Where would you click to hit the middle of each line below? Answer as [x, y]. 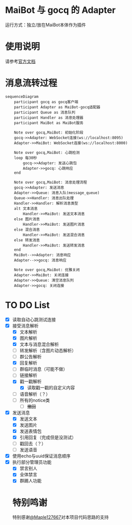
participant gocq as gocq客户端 [46, 102]
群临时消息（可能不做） [44, 369]
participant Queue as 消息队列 [45, 112]
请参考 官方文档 [20, 61]
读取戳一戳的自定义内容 [51, 388]
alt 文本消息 [26, 208]
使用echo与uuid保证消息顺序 [41, 456]
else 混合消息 [27, 230]
